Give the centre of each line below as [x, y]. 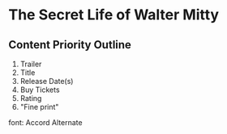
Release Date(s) [47, 81]
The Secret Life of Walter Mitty [114, 15]
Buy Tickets [40, 90]
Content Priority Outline [70, 45]
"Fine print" [39, 107]
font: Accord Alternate [45, 122]
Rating [31, 98]
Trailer [31, 64]
